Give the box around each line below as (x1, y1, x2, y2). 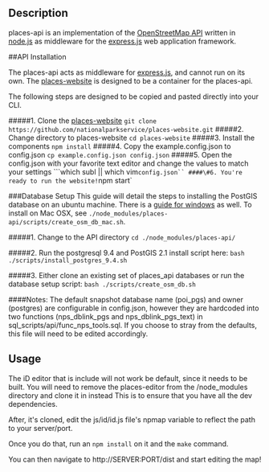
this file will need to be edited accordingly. (8, 329, 149, 339)
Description (8, 6, 68, 20)
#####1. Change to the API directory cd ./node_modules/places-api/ (8, 232, 236, 242)
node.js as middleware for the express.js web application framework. (8, 36, 237, 46)
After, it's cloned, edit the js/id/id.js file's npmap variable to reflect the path (8, 414, 255, 425)
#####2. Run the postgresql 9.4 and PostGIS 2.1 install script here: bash (8, 248, 245, 257)
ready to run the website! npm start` (8, 175, 132, 185)
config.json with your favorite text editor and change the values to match (8, 158, 249, 168)
